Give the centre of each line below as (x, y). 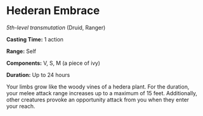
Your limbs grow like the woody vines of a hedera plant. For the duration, (98, 87)
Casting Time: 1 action (35, 39)
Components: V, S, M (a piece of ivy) (54, 63)
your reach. (21, 106)
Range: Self (21, 51)
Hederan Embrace (53, 11)
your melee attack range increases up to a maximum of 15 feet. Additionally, (102, 93)
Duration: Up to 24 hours (38, 74)
